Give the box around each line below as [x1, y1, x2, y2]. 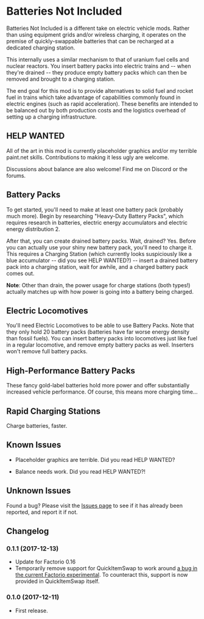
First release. [15, 607, 48, 614]
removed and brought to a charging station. [6, 75, 116, 82]
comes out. [6, 269, 35, 277]
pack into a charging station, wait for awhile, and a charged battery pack [6, 263, 189, 270]
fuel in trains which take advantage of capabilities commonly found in [6, 93, 181, 101]
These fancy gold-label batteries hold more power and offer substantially [6, 382, 190, 389]
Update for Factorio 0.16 [15, 558, 76, 566]
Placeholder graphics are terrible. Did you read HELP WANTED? [15, 456, 175, 463]
